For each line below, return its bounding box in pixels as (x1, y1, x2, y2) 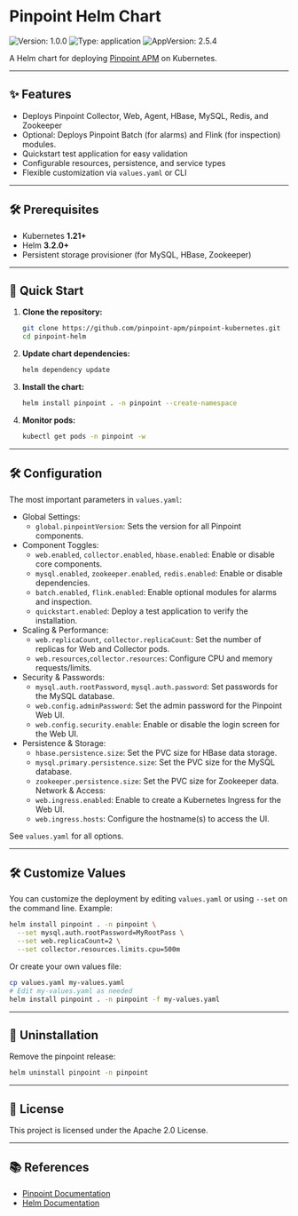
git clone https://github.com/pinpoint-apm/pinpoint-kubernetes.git (21, 324, 281, 333)
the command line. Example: (9, 903, 114, 914)
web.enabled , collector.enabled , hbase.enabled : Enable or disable (35, 549, 275, 560)
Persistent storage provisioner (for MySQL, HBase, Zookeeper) (21, 249, 252, 259)
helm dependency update (21, 366, 111, 375)
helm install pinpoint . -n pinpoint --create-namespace (21, 399, 238, 408)
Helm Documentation (21, 1197, 100, 1208)
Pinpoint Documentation (21, 1188, 111, 1198)
